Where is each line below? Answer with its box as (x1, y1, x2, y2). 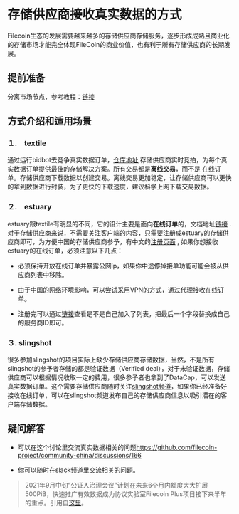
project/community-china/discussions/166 (17, 451, 142, 459)
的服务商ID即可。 (17, 318, 68, 327)
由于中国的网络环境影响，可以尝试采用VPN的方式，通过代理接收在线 (17, 285, 218, 294)
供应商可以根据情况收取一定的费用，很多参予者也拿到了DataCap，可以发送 (7, 373, 226, 382)
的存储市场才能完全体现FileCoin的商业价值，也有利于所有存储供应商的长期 (7, 40, 225, 48)
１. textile (7, 138, 47, 148)
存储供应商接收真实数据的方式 (7, 6, 183, 23)
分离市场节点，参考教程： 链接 (7, 92, 95, 100)
